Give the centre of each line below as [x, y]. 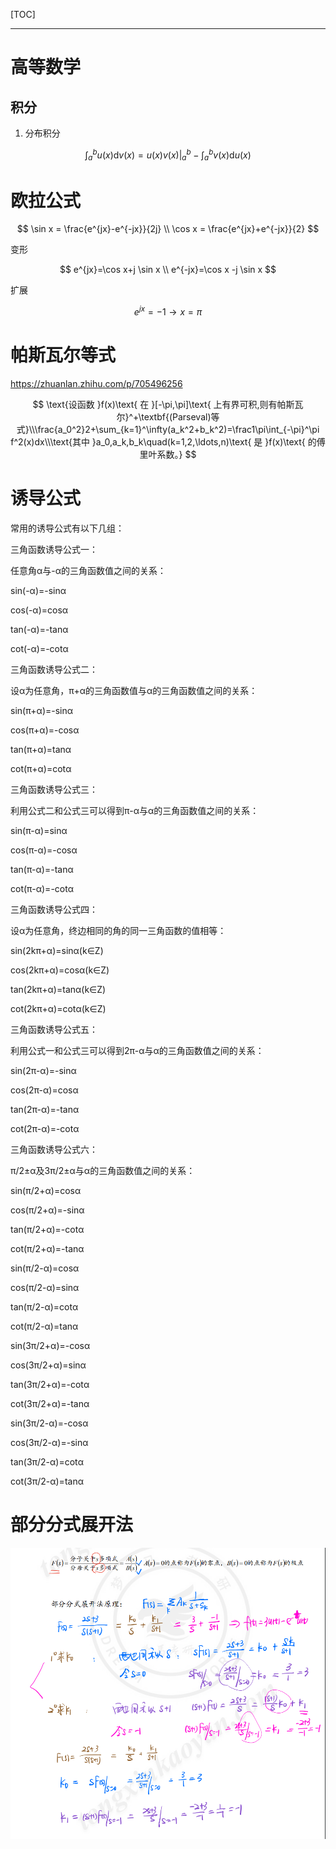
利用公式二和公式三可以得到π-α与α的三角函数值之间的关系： [135, 810]
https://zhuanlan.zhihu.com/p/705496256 [96, 383]
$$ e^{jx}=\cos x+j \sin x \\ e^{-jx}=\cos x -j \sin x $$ [168, 270]
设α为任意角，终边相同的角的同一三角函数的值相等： [118, 930]
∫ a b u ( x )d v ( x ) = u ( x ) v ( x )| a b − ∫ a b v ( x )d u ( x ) [168, 155]
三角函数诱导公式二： [54, 669]
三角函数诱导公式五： [54, 1029]
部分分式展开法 [72, 1525]
